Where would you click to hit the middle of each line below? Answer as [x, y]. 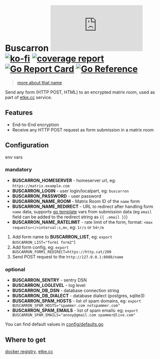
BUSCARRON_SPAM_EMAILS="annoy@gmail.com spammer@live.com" [74, 315]
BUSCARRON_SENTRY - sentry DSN [50, 280]
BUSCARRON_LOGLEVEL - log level [49, 285]
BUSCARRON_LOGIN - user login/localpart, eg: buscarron [70, 191]
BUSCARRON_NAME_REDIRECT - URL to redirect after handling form [83, 206]
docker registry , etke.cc [29, 351]
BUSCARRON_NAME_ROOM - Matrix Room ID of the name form [76, 201]
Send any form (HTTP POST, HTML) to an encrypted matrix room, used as [80, 92]
